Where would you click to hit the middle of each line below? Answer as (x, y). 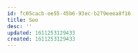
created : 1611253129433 (41, 39)
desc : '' (20, 26)
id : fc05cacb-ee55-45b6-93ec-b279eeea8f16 (69, 13)
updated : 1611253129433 (41, 33)
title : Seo (23, 20)
